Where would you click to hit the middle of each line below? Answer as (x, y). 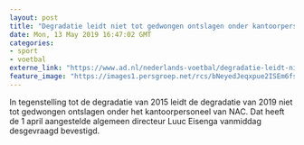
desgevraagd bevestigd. (55, 131)
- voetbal (28, 59)
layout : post (34, 18)
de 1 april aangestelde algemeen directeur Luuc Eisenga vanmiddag (136, 121)
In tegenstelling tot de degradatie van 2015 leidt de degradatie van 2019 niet (151, 102)
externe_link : (36, 68)
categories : (32, 43)
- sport (24, 51)
